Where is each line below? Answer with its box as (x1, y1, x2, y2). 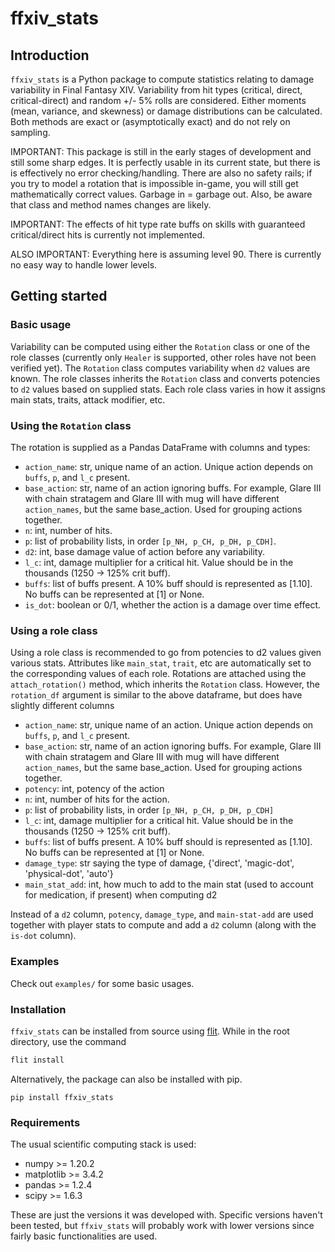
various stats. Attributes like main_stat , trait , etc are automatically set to (10, 657, 312, 669)
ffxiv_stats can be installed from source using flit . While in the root (10, 1025, 290, 1037)
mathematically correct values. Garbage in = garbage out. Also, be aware (10, 188, 313, 200)
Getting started (10, 288, 108, 305)
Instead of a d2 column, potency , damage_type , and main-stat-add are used (10, 908, 314, 921)
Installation (10, 1002, 67, 1016)
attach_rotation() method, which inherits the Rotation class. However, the (10, 678, 320, 691)
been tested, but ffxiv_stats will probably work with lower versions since (10, 1220, 315, 1232)
